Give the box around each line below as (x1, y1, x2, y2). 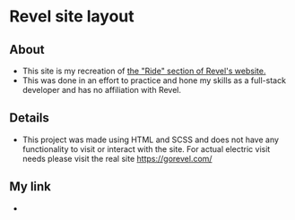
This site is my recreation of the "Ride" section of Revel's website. (22, 65, 266, 76)
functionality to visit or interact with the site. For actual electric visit (22, 143, 271, 154)
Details (9, 110, 49, 126)
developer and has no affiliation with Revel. (22, 85, 182, 95)
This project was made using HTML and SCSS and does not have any (22, 134, 280, 145)
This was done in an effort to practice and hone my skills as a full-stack (22, 75, 287, 86)
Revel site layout (9, 6, 134, 27)
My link (9, 179, 52, 194)
